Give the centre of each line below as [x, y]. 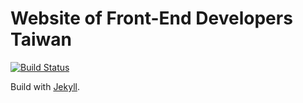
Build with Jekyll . [45, 86]
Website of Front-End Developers [151, 18]
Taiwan [41, 39]
